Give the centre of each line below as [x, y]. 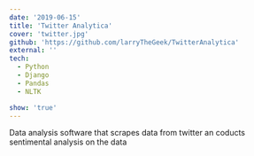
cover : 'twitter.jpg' [49, 34]
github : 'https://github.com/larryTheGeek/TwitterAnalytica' [124, 42]
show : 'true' [33, 107]
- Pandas [33, 83]
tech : [19, 58]
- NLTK [29, 91]
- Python [33, 67]
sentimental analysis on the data [68, 142]
